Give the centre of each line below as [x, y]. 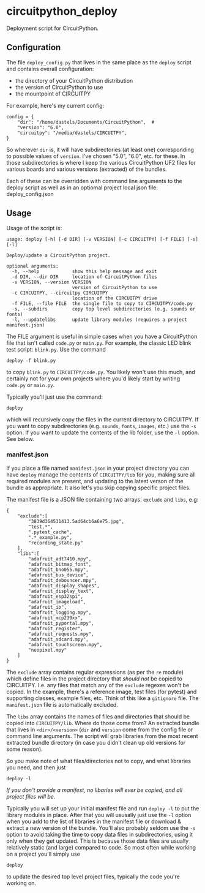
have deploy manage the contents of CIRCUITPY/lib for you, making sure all [101, 474]
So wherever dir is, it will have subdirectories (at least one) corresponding [100, 149]
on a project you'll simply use [43, 854]
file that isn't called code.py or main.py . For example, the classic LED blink [99, 343]
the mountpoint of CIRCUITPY [53, 94]
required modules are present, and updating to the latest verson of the [95, 481]
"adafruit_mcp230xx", [56, 618]
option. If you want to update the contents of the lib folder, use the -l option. [103, 432]
